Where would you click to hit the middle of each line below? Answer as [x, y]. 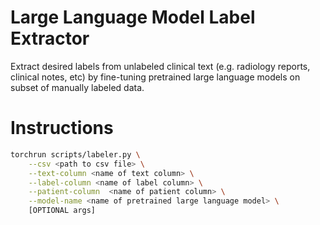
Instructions [62, 128]
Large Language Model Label [133, 17]
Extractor [50, 38]
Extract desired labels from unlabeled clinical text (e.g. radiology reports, [160, 66]
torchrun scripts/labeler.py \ [75, 154]
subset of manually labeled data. [77, 87]
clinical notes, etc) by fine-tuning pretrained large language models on [155, 77]
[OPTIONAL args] [62, 211]
